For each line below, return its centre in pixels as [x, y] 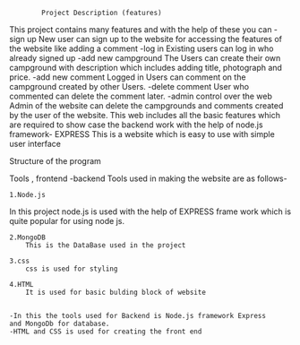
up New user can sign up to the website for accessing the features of [154, 39]
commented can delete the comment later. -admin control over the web [141, 96]
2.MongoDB [28, 237]
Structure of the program [55, 161]
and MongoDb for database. [60, 323]
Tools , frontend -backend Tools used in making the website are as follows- [149, 178]
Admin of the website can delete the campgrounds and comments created [146, 106]
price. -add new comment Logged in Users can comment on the [128, 77]
